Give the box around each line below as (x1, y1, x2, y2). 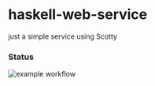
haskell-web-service (8, 6, 148, 24)
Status (8, 51, 34, 62)
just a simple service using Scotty (8, 32, 118, 41)
